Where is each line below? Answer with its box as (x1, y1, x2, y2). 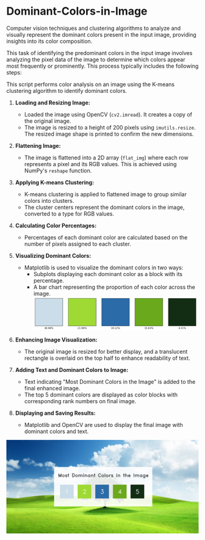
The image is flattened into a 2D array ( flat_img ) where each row (24, 154, 189, 161)
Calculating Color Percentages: (15, 222, 97, 229)
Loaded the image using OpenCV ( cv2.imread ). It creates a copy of (24, 111, 192, 118)
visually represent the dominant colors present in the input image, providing (6, 31, 196, 38)
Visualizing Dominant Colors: (15, 252, 92, 259)
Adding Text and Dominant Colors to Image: (15, 366, 129, 373)
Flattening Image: (15, 142, 61, 149)
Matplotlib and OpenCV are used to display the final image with (24, 421, 183, 428)
